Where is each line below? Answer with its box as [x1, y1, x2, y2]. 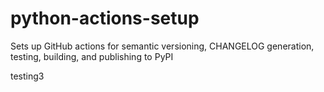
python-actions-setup [10, 7, 200, 30]
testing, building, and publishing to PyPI [10, 50, 174, 62]
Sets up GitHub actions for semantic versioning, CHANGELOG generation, [10, 40, 315, 52]
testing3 [10, 70, 45, 82]
